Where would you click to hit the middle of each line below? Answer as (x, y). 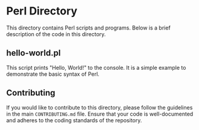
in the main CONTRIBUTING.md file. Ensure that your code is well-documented (100, 114)
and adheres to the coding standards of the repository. (74, 120)
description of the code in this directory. (56, 34)
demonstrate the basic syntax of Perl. (53, 74)
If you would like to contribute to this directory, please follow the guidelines (99, 107)
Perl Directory (42, 11)
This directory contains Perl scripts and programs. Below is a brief (88, 28)
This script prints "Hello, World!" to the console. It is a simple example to (96, 67)
